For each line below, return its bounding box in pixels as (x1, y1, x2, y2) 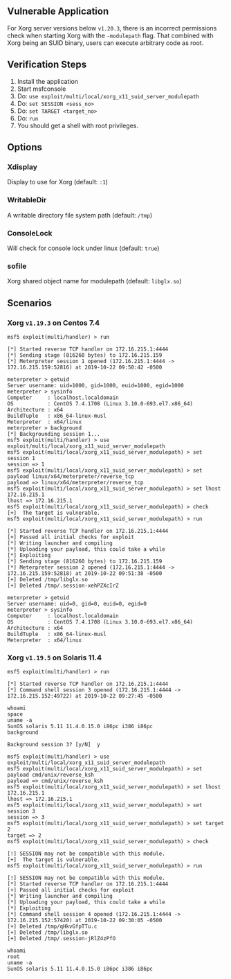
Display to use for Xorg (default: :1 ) (7, 178, 109, 186)
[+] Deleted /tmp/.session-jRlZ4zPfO (7, 935, 116, 942)
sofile (7, 261, 27, 271)
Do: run (17, 114, 39, 122)
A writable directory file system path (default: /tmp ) (7, 211, 153, 219)
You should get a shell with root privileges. (17, 121, 139, 130)
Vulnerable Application (7, 6, 109, 17)
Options (7, 141, 43, 153)
